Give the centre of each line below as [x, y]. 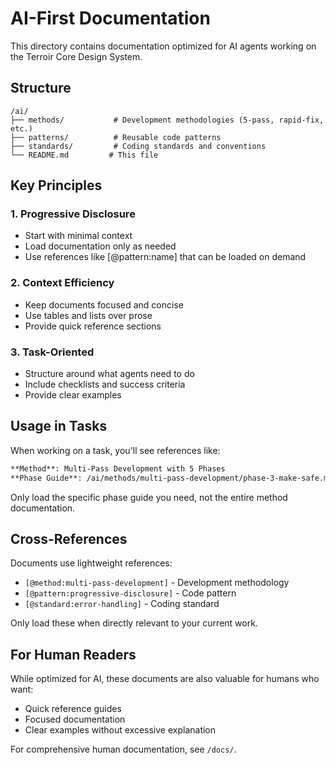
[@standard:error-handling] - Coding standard [122, 604]
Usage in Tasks [59, 426]
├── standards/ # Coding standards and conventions [138, 146]
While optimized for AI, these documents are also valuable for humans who [165, 679]
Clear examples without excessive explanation [120, 730]
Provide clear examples [73, 395]
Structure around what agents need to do [109, 374]
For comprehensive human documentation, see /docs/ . [123, 749]
